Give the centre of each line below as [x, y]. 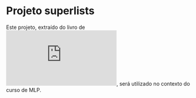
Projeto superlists [50, 11]
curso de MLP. [24, 90]
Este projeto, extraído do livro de [46, 27]
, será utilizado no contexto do [153, 83]
